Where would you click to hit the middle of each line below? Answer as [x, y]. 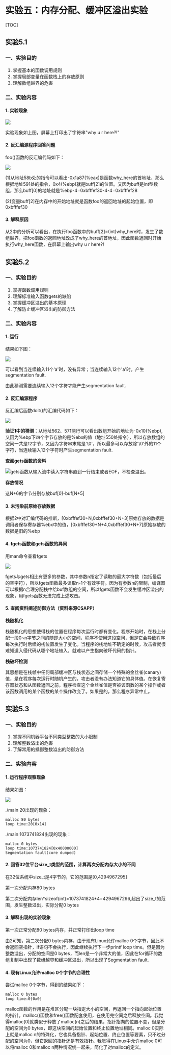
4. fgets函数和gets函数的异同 [36, 543]
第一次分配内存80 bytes [30, 888]
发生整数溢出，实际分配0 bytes [47, 905]
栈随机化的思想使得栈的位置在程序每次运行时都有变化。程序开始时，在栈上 [83, 631]
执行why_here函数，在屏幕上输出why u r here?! [55, 244]
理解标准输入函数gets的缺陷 [42, 296]
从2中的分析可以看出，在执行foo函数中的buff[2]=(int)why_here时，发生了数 [84, 232]
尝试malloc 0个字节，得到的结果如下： [46, 985]
